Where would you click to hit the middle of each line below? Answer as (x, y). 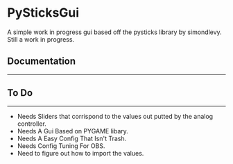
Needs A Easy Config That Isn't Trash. (72, 138)
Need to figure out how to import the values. (80, 153)
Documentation (42, 61)
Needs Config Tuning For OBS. (61, 146)
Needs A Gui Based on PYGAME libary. (72, 131)
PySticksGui (43, 13)
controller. (32, 124)
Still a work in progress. (41, 39)
